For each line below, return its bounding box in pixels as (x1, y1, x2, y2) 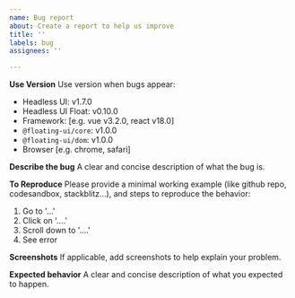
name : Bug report (9, 13, 74, 22)
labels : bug (9, 38, 54, 48)
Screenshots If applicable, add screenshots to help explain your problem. (9, 252, 282, 263)
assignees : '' (9, 47, 63, 56)
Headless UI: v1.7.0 (22, 96, 92, 108)
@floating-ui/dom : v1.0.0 (22, 135, 114, 145)
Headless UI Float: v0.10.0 (22, 106, 118, 117)
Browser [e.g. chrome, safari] (22, 145, 132, 155)
